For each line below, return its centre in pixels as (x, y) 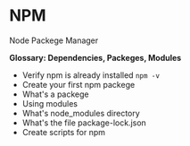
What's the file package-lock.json (84, 123)
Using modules (50, 103)
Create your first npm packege (78, 84)
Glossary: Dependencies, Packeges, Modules (95, 57)
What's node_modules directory (81, 113)
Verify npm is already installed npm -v (91, 75)
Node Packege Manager (54, 40)
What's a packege (55, 94)
